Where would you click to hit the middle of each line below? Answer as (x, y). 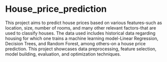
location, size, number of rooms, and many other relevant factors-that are (81, 28)
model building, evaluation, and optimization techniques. (63, 54)
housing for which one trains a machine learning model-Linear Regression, (82, 38)
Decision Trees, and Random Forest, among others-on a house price (76, 43)
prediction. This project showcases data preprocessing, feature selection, (81, 49)
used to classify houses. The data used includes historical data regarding (80, 33)
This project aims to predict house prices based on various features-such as (83, 23)
